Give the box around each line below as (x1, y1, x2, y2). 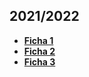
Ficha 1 (23, 34, 54, 46)
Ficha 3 (23, 55, 56, 68)
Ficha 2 (23, 45, 56, 57)
